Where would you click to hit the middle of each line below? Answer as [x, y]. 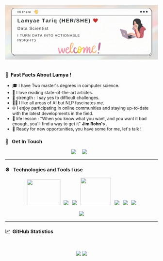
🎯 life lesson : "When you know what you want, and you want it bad [79, 118]
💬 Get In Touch [24, 141]
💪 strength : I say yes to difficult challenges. [56, 98]
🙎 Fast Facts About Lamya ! [38, 75]
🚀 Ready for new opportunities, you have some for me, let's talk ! [77, 129]
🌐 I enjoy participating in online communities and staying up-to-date [80, 108]
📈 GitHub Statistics [29, 231]
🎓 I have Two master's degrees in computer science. [66, 85]
